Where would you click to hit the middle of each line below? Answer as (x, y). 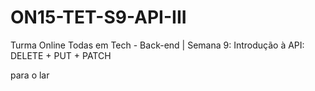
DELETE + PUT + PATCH (61, 55)
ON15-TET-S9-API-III (98, 17)
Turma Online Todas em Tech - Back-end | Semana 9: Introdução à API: (157, 45)
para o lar (30, 75)
